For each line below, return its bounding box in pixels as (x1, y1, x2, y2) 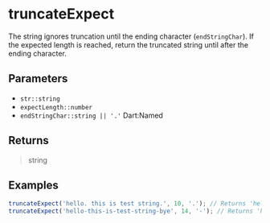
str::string (19, 94, 60, 103)
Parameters (8, 72, 68, 85)
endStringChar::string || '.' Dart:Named (19, 110, 163, 120)
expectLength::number (19, 103, 92, 111)
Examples (8, 178, 59, 192)
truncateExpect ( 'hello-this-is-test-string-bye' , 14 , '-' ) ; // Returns (8, 207, 253, 216)
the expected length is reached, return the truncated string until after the (8, 39, 249, 49)
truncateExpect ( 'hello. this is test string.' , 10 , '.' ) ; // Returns (8, 200, 247, 208)
